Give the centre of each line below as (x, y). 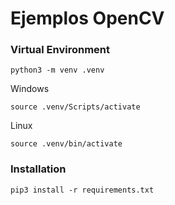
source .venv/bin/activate (66, 144)
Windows (30, 89)
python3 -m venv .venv (57, 70)
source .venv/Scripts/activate (75, 107)
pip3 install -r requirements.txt (82, 190)
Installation (38, 169)
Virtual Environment (60, 50)
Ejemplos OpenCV (87, 18)
